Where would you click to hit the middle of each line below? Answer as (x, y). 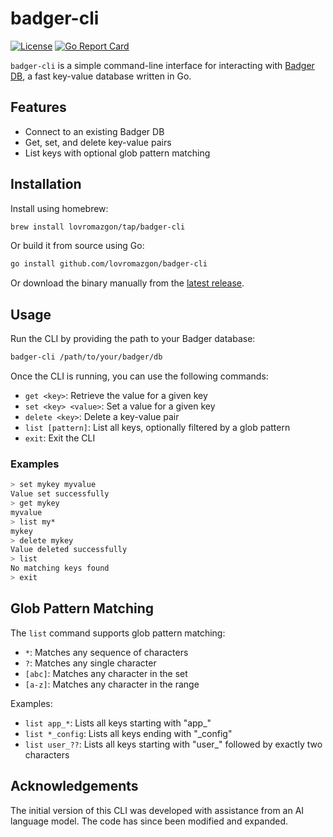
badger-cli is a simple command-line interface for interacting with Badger (162, 65)
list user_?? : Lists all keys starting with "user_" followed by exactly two (173, 744)
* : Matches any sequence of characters (106, 652)
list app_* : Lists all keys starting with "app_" (118, 723)
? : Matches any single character (90, 663)
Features (38, 107)
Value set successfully (60, 494)
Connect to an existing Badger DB (94, 131)
